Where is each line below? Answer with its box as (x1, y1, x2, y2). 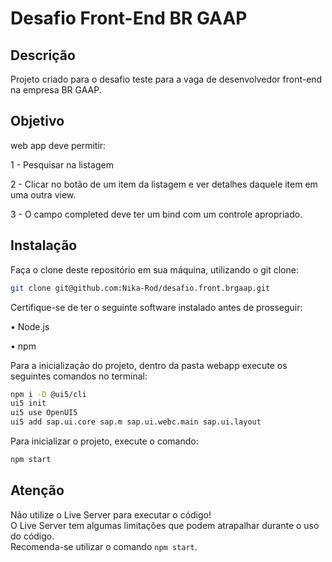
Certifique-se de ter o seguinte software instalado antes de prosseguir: (10, 301, 303, 313)
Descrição (10, 47, 76, 64)
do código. (10, 530, 55, 542)
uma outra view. (10, 188, 77, 201)
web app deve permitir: (10, 139, 107, 151)
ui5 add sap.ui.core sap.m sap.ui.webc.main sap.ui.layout (10, 417, 262, 427)
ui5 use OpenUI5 (10, 408, 78, 418)
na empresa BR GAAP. (10, 84, 102, 96)
